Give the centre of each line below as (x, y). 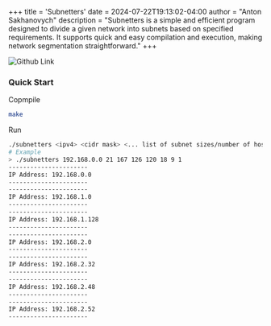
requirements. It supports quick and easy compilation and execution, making (135, 37)
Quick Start (31, 82)
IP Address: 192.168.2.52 (52, 309)
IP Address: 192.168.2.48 (52, 287)
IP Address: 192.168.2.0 (50, 242)
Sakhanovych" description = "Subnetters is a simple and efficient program (132, 20)
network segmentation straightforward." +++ (83, 46)
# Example (25, 152)
